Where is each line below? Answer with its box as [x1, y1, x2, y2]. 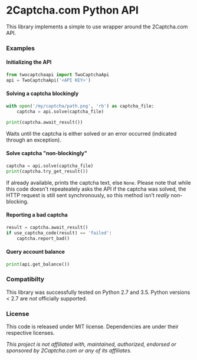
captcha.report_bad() [17, 235, 70, 241]
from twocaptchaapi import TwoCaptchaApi [6, 72, 110, 78]
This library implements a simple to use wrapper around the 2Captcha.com [6, 23, 188, 30]
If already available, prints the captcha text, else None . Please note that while [6, 179, 191, 186]
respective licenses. [6, 329, 55, 336]
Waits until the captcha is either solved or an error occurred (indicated [6, 130, 177, 137]
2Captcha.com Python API [6, 4, 139, 17]
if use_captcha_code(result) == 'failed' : [6, 230, 112, 236]
